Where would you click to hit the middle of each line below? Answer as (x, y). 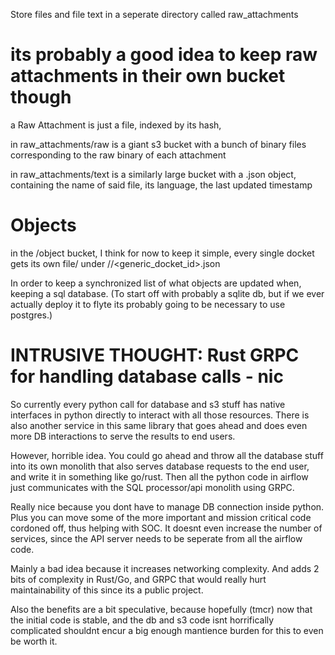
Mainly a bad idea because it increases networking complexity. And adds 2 (165, 568)
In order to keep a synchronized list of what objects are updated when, (156, 283)
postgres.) (31, 315)
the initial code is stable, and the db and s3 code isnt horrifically (142, 620)
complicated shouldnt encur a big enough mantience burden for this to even (167, 630)
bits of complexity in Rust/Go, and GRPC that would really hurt (138, 579)
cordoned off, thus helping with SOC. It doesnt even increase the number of (166, 528)
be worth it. (34, 641)
